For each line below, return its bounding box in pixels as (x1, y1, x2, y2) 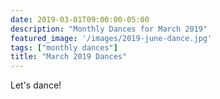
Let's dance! (10, 79, 62, 91)
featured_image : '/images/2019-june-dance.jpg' (10, 33, 213, 43)
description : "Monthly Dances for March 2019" (10, 24, 208, 34)
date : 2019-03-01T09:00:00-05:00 (10, 14, 150, 25)
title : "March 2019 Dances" (10, 52, 128, 62)
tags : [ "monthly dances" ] (10, 42, 118, 53)
